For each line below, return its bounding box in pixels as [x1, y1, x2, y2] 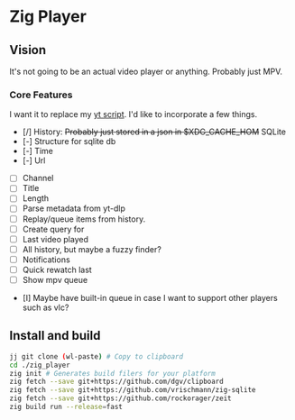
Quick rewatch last [22, 264, 92, 275]
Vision [9, 42, 47, 58]
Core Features [9, 88, 73, 101]
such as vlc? [22, 302, 69, 313]
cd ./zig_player [9, 361, 70, 370]
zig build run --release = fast [9, 403, 124, 412]
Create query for [22, 224, 85, 234]
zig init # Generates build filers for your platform [9, 369, 217, 378]
